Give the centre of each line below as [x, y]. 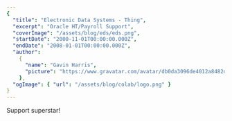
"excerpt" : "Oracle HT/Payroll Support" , [73, 26]
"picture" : [41, 71]
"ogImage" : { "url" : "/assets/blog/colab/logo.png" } [92, 84]
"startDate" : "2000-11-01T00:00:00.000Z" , [75, 39]
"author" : [27, 53]
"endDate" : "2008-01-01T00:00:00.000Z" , [72, 46]
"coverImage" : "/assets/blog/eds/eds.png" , [76, 33]
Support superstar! [33, 111]
